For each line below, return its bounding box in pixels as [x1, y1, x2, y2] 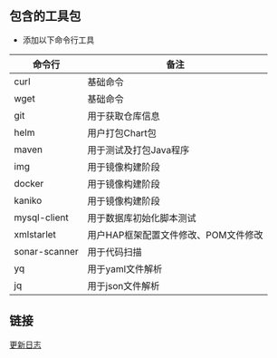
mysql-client [14, 211, 70, 224]
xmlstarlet [14, 227, 57, 240]
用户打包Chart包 [87, 126, 157, 139]
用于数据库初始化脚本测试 [87, 211, 196, 224]
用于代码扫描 [87, 246, 142, 258]
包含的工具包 [9, 8, 81, 24]
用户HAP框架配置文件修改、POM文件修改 [87, 228, 263, 241]
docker [14, 177, 44, 189]
